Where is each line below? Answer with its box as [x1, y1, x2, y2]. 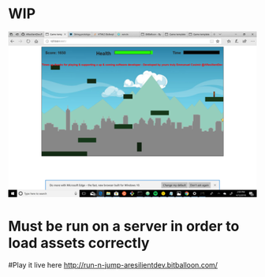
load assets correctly [8, 234, 150, 252]
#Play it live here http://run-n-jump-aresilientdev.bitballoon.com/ [8, 260, 218, 269]
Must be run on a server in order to [8, 217, 240, 235]
